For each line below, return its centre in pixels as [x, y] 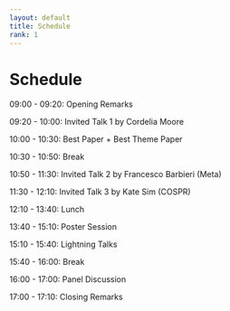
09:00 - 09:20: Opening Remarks [71, 104]
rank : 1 [24, 34]
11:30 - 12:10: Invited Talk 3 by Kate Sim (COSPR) [101, 192]
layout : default [40, 18]
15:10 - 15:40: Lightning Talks [63, 244]
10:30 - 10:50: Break [47, 157]
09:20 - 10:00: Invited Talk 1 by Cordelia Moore [96, 122]
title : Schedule [40, 26]
